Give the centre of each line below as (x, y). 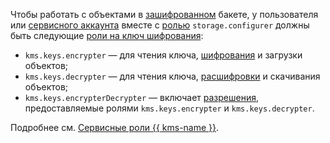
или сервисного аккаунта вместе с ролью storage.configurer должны (160, 25)
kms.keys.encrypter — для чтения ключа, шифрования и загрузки (163, 55)
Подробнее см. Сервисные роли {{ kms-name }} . (115, 127)
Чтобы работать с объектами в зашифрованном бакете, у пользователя (164, 14)
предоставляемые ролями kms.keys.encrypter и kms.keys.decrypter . (169, 108)
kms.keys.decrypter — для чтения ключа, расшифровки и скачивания (172, 76)
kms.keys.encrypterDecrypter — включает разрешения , (141, 97)
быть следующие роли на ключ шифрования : (107, 35)
